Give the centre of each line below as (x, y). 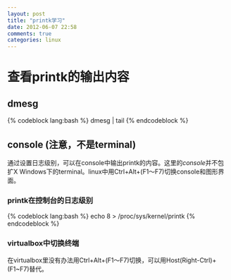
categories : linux (34, 40)
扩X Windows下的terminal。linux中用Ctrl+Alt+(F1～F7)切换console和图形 (113, 171)
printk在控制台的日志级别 (50, 200)
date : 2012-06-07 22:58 (42, 27)
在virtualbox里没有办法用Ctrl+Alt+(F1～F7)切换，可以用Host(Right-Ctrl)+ (112, 260)
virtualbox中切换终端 (43, 243)
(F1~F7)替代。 (27, 269)
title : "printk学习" (36, 20)
